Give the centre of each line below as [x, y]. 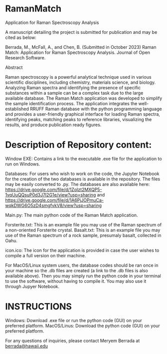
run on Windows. [23, 164]
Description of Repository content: [79, 145]
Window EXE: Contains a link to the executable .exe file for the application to [83, 159]
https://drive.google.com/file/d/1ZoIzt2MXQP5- [54, 189]
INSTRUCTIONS [39, 307]
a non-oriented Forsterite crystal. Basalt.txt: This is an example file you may [83, 230]
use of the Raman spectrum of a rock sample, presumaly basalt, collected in [83, 235]
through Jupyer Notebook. [32, 286]
